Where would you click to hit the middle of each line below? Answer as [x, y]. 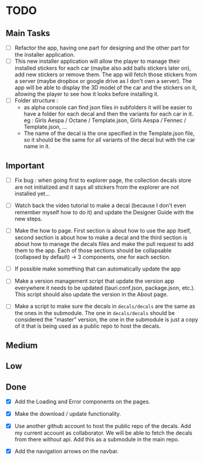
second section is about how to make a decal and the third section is [101, 238]
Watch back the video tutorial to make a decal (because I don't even [100, 206]
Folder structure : [36, 101]
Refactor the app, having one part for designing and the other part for [102, 48]
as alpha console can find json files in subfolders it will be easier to [108, 107]
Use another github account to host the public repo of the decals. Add [103, 426]
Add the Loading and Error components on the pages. [82, 401]
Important [25, 165]
